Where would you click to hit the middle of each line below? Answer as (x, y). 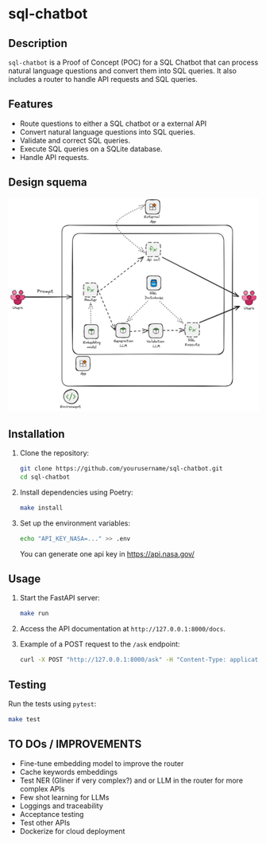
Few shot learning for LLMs (64, 797)
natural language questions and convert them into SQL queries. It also (122, 71)
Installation (37, 434)
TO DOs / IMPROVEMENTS (75, 744)
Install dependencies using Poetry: (76, 492)
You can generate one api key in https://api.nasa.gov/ (107, 553)
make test (25, 719)
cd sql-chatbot (45, 477)
